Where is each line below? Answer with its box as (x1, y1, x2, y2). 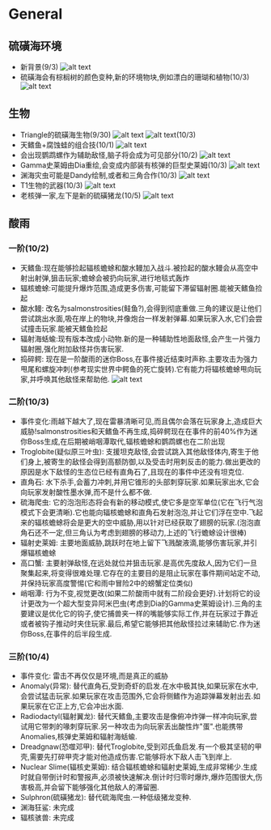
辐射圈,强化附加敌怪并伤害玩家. (19, 343, 124, 353)
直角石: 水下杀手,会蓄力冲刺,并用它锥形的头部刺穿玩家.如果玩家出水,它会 (19, 477, 260, 487)
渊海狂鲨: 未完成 (19, 802, 74, 812)
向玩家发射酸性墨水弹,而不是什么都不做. (19, 487, 152, 496)
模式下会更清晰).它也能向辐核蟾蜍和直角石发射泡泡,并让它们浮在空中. (19, 507, 249, 517)
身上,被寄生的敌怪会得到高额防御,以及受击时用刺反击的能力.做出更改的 (27, 457, 260, 466)
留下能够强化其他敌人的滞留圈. (57, 782, 159, 792)
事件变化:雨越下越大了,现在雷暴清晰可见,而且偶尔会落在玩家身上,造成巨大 (19, 416, 263, 426)
